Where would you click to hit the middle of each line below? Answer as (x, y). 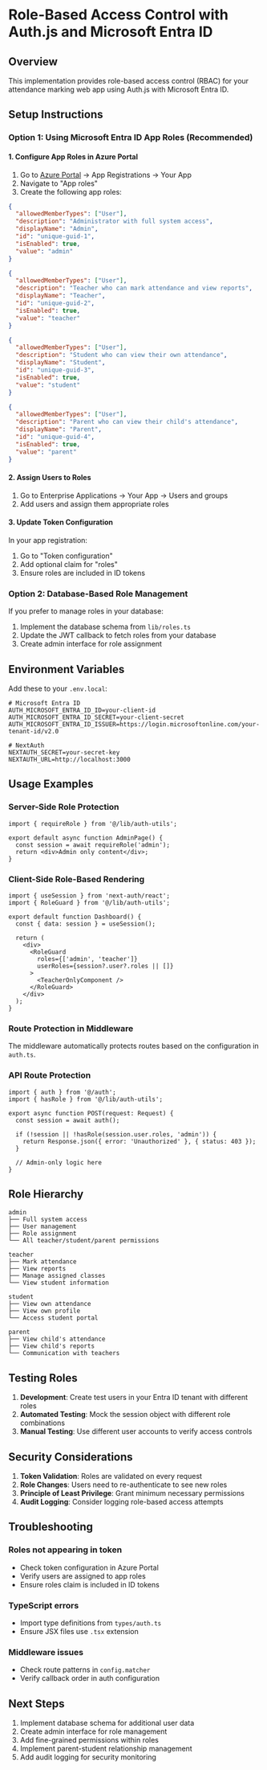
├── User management (43, 1227)
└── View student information (59, 1283)
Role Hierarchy (46, 1194)
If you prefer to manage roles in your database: (86, 611)
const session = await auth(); (68, 1120)
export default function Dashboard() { (75, 917)
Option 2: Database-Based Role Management (98, 593)
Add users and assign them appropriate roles (95, 503)
